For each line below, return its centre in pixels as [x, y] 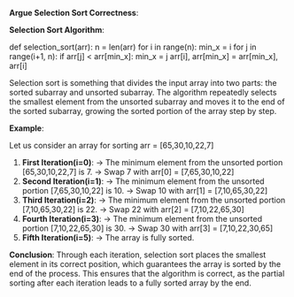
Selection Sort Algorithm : [57, 30]
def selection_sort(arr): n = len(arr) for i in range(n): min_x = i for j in [133, 47]
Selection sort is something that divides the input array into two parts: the [143, 83]
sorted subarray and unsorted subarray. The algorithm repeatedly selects [143, 92]
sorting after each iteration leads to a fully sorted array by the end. [131, 283]
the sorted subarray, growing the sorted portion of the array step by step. [143, 111]
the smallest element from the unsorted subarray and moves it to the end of [147, 102]
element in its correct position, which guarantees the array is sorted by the [145, 264]
